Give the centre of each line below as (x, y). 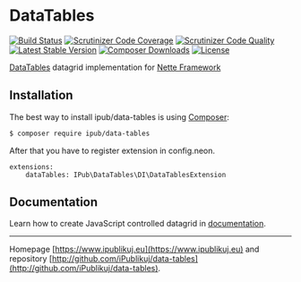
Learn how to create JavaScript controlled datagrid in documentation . (138, 224)
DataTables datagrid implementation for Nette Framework (115, 67)
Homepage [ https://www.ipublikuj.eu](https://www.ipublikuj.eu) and (134, 249)
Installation (41, 95)
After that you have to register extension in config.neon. (112, 150)
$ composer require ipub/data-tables (80, 133)
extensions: (31, 167)
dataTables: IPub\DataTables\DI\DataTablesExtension (126, 175)
